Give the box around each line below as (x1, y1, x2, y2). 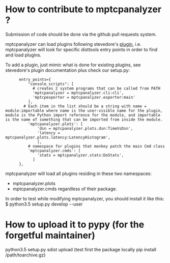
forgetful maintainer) (5, 230, 96, 241)
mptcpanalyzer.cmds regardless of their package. (12, 186, 117, 192)
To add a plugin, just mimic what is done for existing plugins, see (5, 62, 141, 68)
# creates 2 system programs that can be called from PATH (32, 85, 160, 91)
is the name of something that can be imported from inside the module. (5, 117, 163, 122)
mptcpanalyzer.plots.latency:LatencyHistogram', (5, 135, 110, 140)
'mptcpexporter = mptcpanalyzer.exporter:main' (32, 95, 136, 100)
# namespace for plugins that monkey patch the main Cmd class (27, 143, 165, 149)
